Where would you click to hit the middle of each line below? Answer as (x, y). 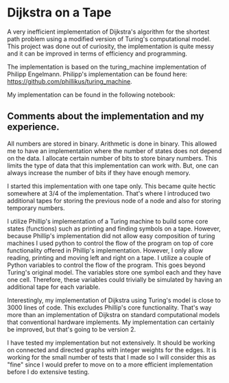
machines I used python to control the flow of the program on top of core (110, 243)
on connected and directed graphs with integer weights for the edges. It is (112, 350)
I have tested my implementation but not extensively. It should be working (111, 343)
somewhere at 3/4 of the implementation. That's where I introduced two (109, 193)
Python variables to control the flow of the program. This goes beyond (106, 265)
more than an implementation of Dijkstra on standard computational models (114, 314)
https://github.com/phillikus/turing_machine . (70, 81)
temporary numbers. (36, 208)
